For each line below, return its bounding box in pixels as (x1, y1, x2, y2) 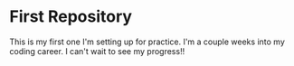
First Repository (9, 6, 133, 27)
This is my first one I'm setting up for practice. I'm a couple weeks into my (9, 36, 285, 47)
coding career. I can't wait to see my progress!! (9, 45, 185, 56)
